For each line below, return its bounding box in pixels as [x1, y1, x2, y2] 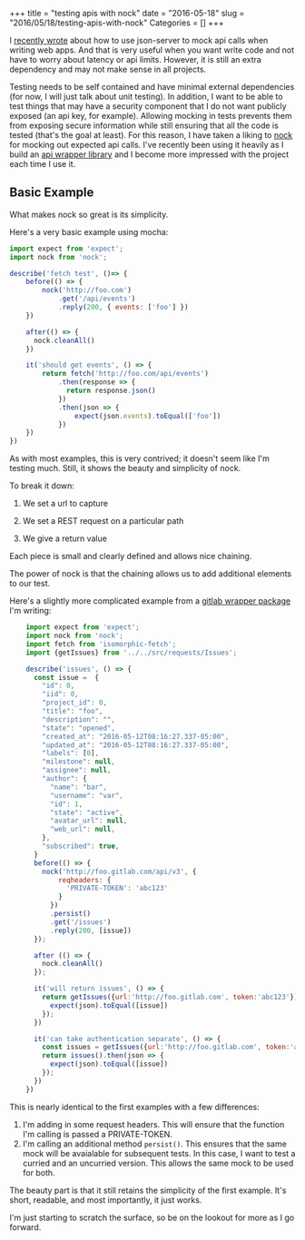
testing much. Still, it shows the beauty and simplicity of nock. [9, 463, 241, 474]
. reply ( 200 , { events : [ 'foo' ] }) [57, 303, 189, 312]
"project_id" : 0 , [42, 698, 107, 707]
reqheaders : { [57, 875, 112, 884]
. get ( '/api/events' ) [57, 294, 136, 303]
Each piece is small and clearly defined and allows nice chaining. [9, 551, 252, 562]
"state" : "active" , [49, 808, 124, 817]
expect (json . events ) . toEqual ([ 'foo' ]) [74, 411, 221, 420]
